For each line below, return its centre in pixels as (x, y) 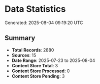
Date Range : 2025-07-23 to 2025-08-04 (53, 60)
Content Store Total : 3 (35, 65)
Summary (20, 38)
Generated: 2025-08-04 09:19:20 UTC (44, 23)
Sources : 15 (24, 55)
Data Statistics (35, 9)
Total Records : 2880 (33, 50)
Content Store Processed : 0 (41, 71)
